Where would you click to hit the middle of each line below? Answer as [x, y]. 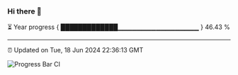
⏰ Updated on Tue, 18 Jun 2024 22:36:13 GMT [75, 50]
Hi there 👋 [25, 11]
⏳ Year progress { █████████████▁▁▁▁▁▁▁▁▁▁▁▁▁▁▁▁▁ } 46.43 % [119, 27]
